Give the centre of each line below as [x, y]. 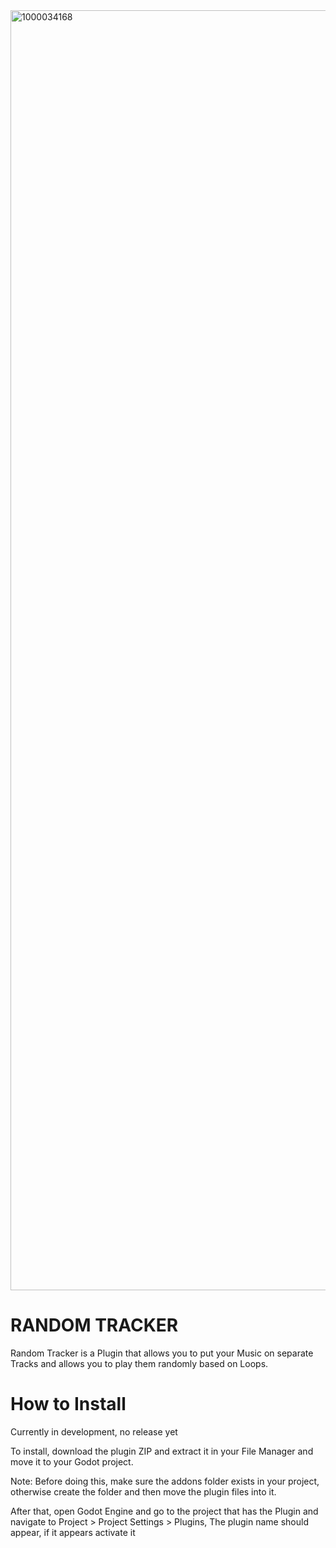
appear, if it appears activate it [73, 1532]
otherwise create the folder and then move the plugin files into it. [143, 1491]
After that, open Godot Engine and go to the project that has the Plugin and [164, 1511]
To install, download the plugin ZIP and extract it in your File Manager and [162, 1451]
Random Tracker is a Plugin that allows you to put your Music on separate [162, 1353]
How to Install [68, 1404]
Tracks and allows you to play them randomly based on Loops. [139, 1363]
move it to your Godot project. [72, 1461]
